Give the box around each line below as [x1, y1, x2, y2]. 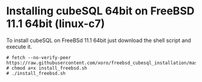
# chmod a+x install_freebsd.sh [6, 65, 87, 71]
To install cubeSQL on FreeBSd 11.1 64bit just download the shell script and [6, 37, 191, 44]
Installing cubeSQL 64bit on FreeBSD [6, 4, 195, 18]
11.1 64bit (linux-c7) [6, 17, 105, 31]
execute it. [6, 43, 32, 50]
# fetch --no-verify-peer [6, 54, 71, 60]
